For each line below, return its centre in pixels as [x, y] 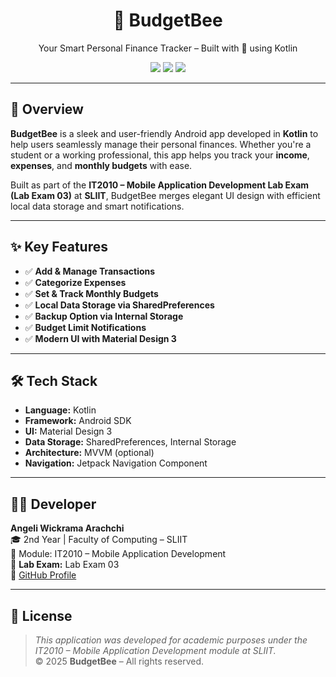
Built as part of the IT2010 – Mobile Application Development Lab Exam [160, 185]
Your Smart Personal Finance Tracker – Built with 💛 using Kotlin [168, 48]
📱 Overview [47, 109]
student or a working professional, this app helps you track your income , [160, 155]
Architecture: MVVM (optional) [89, 453]
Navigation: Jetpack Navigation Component [116, 463]
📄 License [41, 615]
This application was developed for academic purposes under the [171, 640]
